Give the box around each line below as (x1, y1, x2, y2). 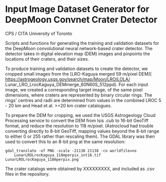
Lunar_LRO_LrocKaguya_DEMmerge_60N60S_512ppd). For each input (5, 81, 148, 88)
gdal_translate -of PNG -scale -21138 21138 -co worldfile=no (5, 148, 137, 153)
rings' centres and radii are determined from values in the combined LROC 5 (5, 97, 162, 103)
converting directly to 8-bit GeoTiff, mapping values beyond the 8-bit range (5, 128, 160, 134)
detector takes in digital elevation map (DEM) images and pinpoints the (5, 51, 150, 57)
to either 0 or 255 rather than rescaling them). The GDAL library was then (5, 133, 155, 139)
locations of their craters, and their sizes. (5, 56, 89, 62)
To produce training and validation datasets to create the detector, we (5, 66, 148, 72)
